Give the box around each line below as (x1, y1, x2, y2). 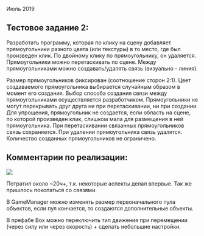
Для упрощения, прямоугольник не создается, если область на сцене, (6, 109, 191, 116)
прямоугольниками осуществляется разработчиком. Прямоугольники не (6, 95, 199, 103)
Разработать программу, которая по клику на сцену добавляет (6, 39, 172, 46)
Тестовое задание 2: (6, 23, 89, 33)
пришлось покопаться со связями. (6, 186, 97, 193)
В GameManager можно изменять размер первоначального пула (6, 198, 175, 206)
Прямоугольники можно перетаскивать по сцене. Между (6, 58, 157, 66)
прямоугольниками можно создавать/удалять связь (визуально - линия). (6, 64, 198, 72)
